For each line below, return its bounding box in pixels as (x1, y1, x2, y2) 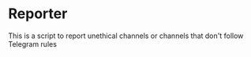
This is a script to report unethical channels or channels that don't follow (8, 31, 244, 40)
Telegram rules (8, 39, 58, 48)
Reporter (8, 5, 68, 23)
